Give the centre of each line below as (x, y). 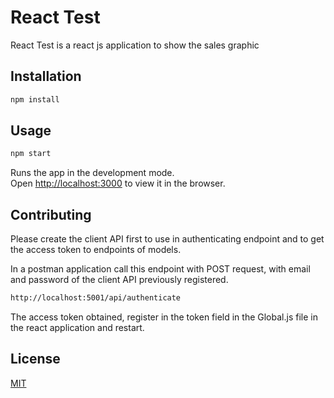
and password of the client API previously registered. (119, 280)
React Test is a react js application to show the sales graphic (135, 45)
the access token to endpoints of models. (96, 250)
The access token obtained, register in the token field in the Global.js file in (164, 317)
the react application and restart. (77, 327)
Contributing (51, 214)
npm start (31, 154)
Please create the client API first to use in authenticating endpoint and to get (167, 239)
